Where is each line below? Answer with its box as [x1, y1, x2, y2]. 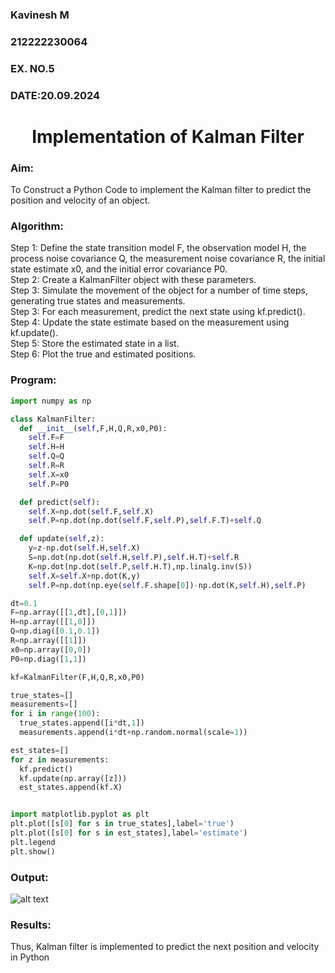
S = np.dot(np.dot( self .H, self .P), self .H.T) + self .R [28, 553, 240, 563]
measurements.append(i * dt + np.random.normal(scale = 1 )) [19, 728, 248, 738]
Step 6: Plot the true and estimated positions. [10, 348, 197, 360]
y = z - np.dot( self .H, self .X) [28, 543, 141, 553]
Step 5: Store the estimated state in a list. [10, 338, 180, 350]
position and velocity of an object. [10, 194, 151, 207]
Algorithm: [10, 219, 64, 233]
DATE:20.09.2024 [10, 88, 101, 102]
